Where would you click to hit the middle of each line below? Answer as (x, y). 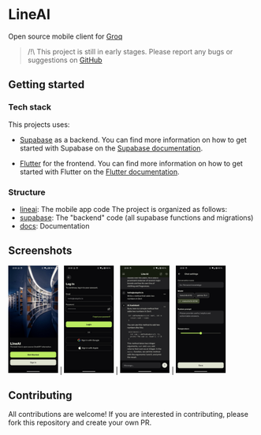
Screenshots (40, 251)
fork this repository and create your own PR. (80, 422)
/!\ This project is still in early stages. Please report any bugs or (130, 51)
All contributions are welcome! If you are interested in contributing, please (128, 415)
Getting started (47, 85)
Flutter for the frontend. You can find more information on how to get (131, 163)
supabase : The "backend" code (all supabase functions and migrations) (136, 217)
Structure (27, 192)
